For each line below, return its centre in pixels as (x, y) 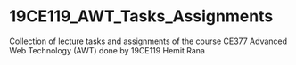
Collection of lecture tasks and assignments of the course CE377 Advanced (148, 41)
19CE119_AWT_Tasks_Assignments (141, 16)
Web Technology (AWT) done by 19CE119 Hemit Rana (107, 50)
